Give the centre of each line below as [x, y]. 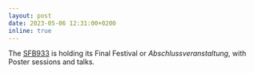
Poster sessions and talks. [51, 62]
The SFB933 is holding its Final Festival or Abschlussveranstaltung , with [127, 54]
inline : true [30, 30]
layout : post [30, 16]
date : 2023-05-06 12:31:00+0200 [62, 23]
